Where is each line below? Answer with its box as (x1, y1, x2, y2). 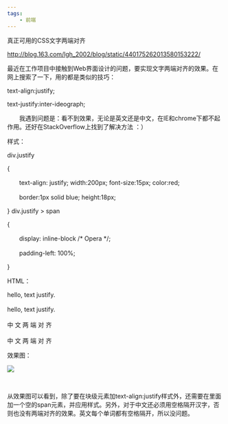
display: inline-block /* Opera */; (19, 234, 111, 243)
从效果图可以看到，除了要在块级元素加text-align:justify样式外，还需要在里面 (7, 392, 222, 400)
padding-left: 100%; (19, 249, 76, 257)
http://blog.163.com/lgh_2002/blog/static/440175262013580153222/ (7, 49, 201, 58)
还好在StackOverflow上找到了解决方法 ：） (25, 122, 148, 131)
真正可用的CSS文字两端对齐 (7, 36, 86, 45)
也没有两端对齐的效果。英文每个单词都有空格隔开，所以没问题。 (12, 409, 194, 417)
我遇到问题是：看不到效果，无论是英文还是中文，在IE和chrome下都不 (19, 114, 215, 122)
